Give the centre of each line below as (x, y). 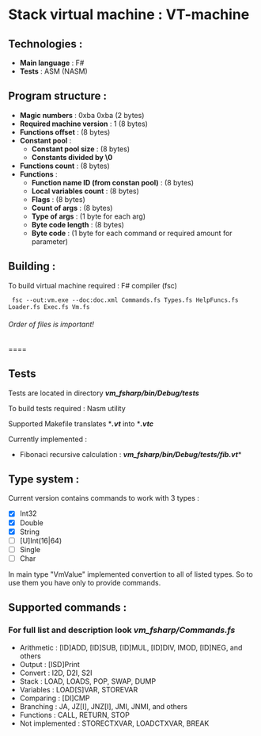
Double (31, 522)
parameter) (50, 241)
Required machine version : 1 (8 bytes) (84, 124)
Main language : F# (52, 63)
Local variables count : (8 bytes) (85, 191)
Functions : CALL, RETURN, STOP (75, 715)
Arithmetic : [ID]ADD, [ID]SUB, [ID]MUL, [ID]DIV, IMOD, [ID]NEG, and (131, 647)
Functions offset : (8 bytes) (65, 132)
